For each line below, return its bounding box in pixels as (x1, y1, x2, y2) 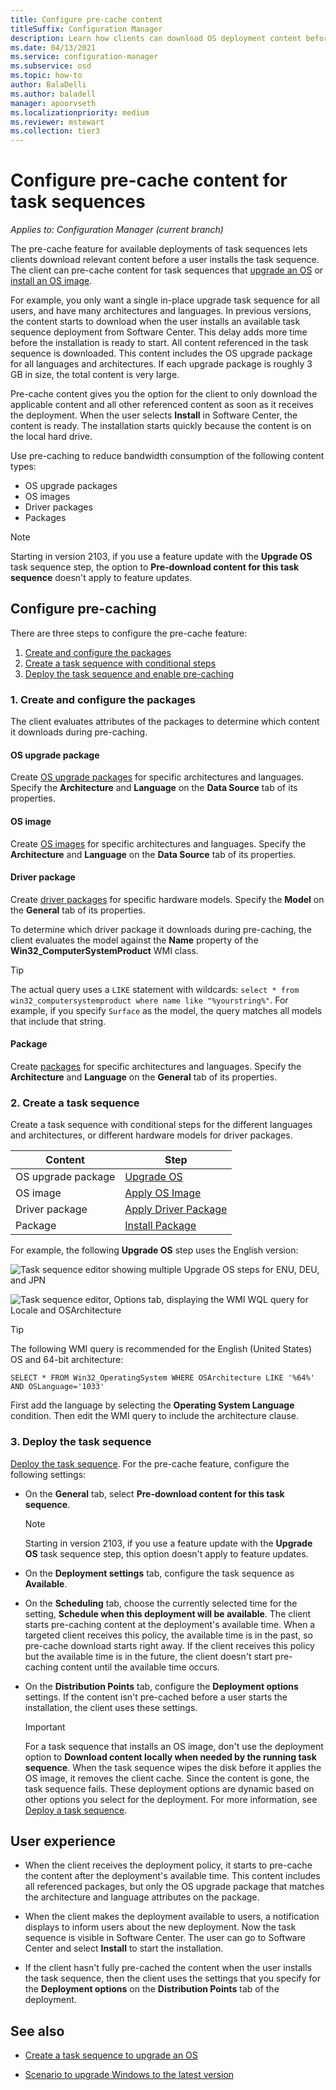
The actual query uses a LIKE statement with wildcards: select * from (10, 983, 300, 995)
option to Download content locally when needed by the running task (24, 1751, 317, 1763)
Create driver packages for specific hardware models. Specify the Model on (10, 893, 325, 905)
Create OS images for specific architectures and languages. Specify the (10, 837, 307, 850)
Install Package (124, 1219, 197, 1233)
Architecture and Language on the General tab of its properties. (10, 1071, 278, 1083)
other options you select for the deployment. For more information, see (24, 1793, 318, 1805)
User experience (10, 1832, 116, 1850)
